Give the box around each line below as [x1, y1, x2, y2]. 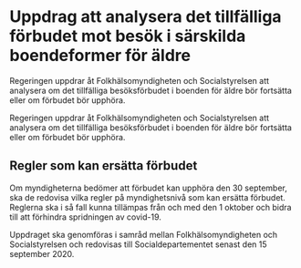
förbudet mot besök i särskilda [9, 26, 246, 46]
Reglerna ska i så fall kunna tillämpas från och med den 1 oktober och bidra [9, 201, 292, 212]
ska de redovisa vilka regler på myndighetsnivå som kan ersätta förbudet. [9, 191, 285, 202]
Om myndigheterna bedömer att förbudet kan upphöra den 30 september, [9, 182, 287, 193]
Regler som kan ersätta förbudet [9, 158, 198, 174]
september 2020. [9, 248, 75, 259]
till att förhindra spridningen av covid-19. [9, 211, 162, 222]
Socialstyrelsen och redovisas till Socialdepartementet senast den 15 [9, 239, 267, 250]
